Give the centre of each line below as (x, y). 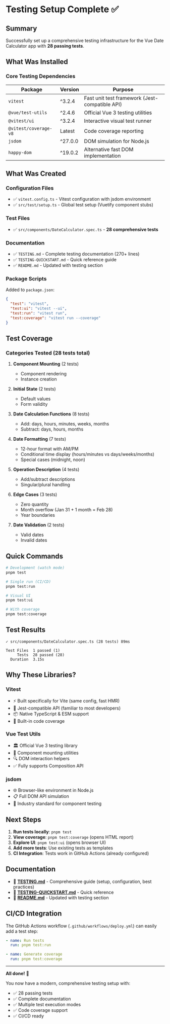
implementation (102, 156)
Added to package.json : (30, 290)
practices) (24, 887)
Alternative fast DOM (109, 149)
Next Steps (23, 819)
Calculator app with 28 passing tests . (45, 46)
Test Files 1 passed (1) (33, 650)
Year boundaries (38, 515)
